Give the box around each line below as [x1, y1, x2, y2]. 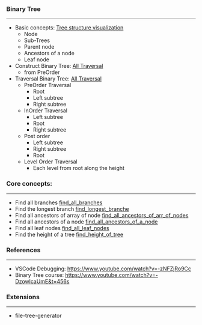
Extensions [6, 293, 40, 301]
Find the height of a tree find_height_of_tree [14, 231, 124, 238]
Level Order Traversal [23, 158, 78, 165]
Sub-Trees [23, 37, 50, 44]
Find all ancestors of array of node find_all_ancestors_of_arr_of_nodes [14, 211, 189, 219]
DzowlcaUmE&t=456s [14, 278, 70, 285]
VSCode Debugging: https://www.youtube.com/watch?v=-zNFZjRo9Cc [14, 265, 191, 272]
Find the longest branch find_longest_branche [14, 205, 129, 212]
